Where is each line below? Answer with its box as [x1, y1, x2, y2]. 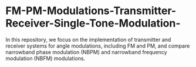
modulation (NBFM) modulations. [5, 55, 86, 62]
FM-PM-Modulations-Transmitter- [5, 4, 177, 18]
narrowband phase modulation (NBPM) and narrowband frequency [5, 48, 168, 55]
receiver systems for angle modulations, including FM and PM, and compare [5, 42, 190, 49]
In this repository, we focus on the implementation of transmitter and [5, 36, 171, 43]
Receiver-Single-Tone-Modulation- [5, 16, 181, 30]
